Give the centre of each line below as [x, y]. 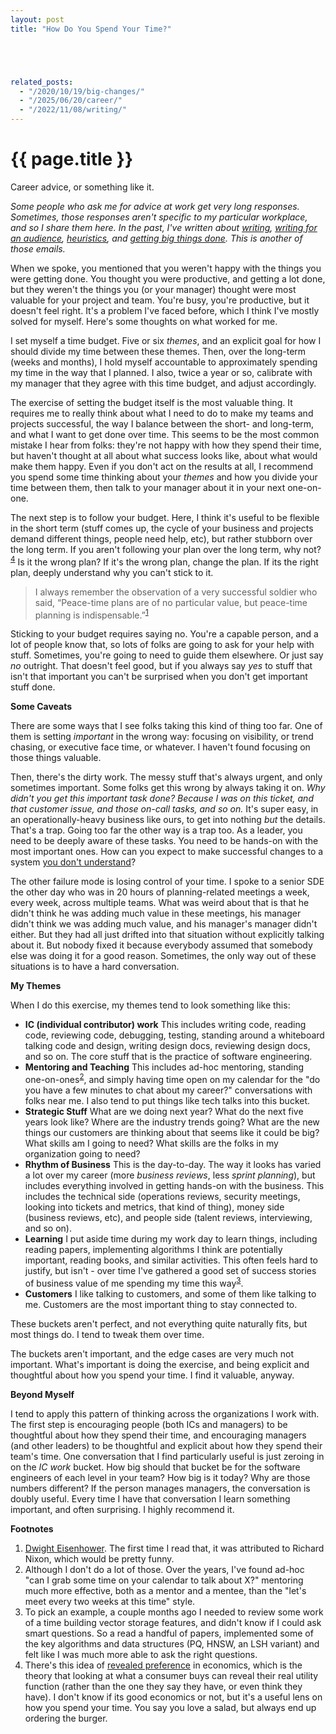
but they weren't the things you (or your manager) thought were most [153, 289]
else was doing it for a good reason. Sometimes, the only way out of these [163, 956]
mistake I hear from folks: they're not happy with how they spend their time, [166, 445]
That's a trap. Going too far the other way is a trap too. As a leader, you [156, 830]
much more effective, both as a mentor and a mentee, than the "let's [165, 1590]
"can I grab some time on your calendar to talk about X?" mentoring [164, 1580]
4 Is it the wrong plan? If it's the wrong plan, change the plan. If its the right [164, 561]
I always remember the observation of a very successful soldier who [176, 592]
